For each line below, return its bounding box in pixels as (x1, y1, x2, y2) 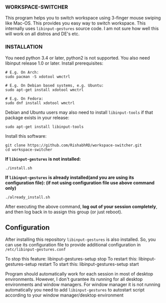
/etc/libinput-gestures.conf (5, 247, 66, 252)
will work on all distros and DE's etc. (5, 31, 80, 37)
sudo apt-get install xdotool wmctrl (5, 87, 84, 92)
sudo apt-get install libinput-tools (5, 124, 84, 129)
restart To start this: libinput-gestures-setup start (37, 261, 139, 267)
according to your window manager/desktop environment (5, 292, 123, 298)
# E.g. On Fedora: (5, 96, 43, 101)
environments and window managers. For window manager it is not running (5, 281, 161, 287)
